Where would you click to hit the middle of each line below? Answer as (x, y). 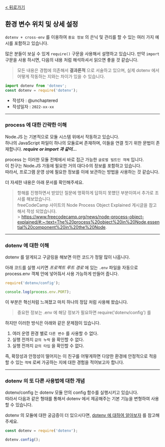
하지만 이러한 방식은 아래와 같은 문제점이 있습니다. (53, 323)
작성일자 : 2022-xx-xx (33, 106)
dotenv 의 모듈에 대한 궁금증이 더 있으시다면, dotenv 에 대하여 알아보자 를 (76, 415)
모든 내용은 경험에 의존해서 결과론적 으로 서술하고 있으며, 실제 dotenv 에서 (88, 70)
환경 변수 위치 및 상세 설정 (42, 24)
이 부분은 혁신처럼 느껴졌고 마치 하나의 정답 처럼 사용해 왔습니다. (67, 302)
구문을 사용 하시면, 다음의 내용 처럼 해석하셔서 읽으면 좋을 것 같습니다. (72, 60)
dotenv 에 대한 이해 (27, 245)
